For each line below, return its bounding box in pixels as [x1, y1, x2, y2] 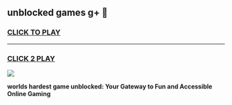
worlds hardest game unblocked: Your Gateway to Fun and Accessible [7, 82, 213, 90]
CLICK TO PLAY [7, 28, 61, 37]
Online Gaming [7, 89, 51, 97]
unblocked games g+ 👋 [7, 7, 108, 19]
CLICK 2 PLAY [7, 53, 55, 63]
